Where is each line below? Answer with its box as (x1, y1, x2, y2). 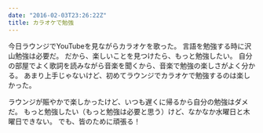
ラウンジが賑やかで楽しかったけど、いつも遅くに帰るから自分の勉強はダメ (8, 97, 249, 106)
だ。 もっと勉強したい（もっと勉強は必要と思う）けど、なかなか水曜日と (8, 106, 243, 116)
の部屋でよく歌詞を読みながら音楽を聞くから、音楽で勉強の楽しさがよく (8, 60, 242, 70)
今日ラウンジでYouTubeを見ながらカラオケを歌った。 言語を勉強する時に (8, 41, 245, 51)
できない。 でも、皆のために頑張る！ (21, 117, 141, 126)
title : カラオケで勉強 (8, 19, 75, 27)
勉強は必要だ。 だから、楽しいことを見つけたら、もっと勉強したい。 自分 (14, 51, 253, 60)
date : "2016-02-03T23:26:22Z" (8, 11, 108, 20)
